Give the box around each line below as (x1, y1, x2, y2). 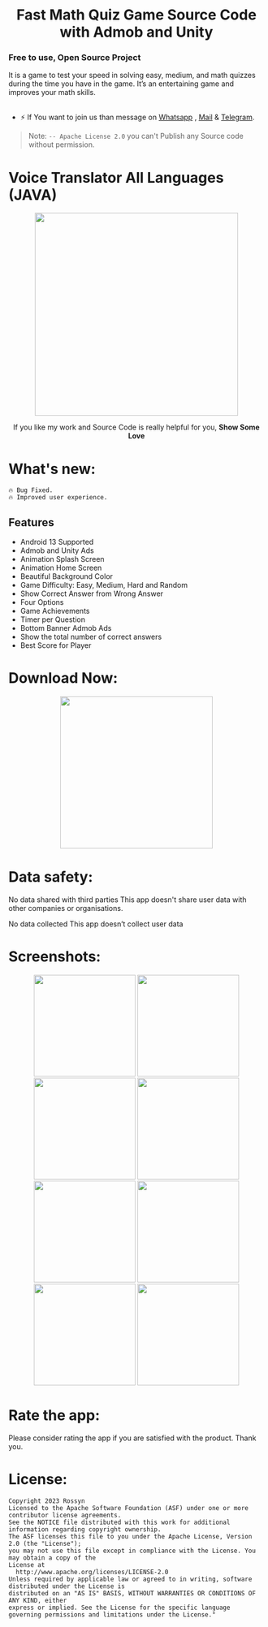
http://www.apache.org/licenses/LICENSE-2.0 (15, 1568, 169, 1576)
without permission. (28, 140, 95, 149)
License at (8, 1560, 45, 1569)
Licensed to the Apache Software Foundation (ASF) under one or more (8, 1504, 249, 1512)
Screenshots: (8, 947, 102, 966)
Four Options (19, 598, 64, 607)
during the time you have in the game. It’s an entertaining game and (8, 79, 234, 88)
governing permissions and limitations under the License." (8, 1610, 217, 1619)
